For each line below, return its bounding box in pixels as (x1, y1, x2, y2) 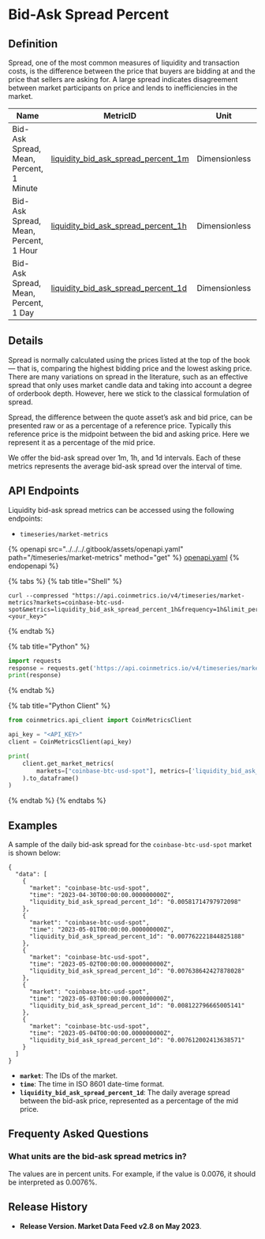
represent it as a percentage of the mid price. (8, 437, 155, 447)
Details (8, 334, 43, 348)
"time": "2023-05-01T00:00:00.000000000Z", (28, 926, 175, 934)
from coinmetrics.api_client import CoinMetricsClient (8, 717, 192, 725)
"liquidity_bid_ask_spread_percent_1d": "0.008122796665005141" (28, 1002, 245, 1010)
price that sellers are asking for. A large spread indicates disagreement (8, 75, 238, 84)
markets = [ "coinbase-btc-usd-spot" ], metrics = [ (36, 766, 192, 775)
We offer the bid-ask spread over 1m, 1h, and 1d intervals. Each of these (8, 453, 241, 462)
